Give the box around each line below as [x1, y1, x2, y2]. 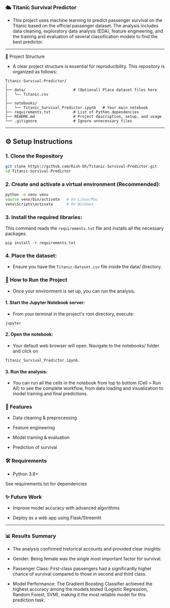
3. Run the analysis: [5, 368, 48, 374]
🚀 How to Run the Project [5, 276, 67, 283]
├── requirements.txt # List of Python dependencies [5, 110, 139, 115]
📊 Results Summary [5, 532, 57, 539]
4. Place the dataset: [5, 252, 57, 259]
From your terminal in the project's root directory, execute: [12, 311, 135, 317]
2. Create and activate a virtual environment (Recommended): [5, 180, 161, 187]
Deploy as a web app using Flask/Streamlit [12, 515, 102, 521]
